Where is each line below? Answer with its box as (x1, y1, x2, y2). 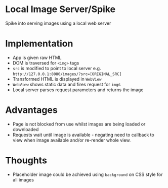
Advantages (5, 104, 58, 116)
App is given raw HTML (12, 54, 62, 60)
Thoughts (5, 155, 47, 166)
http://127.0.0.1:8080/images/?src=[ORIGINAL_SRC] (12, 72, 122, 77)
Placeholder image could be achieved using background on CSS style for (12, 171, 163, 177)
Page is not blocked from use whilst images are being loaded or (12, 121, 146, 127)
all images (12, 176, 34, 182)
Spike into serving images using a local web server (5, 20, 111, 26)
